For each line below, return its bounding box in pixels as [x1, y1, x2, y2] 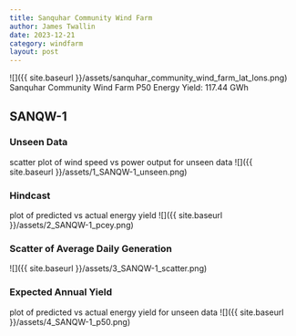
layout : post [9, 47, 59, 57]
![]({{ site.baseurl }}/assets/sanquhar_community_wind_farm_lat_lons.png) [9, 72, 288, 83]
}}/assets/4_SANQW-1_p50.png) [9, 316, 130, 327]
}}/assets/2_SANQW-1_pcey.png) [9, 220, 134, 231]
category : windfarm [9, 38, 84, 48]
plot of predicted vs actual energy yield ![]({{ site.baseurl [9, 210, 223, 221]
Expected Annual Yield [9, 286, 112, 299]
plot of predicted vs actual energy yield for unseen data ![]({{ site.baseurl [9, 307, 284, 318]
